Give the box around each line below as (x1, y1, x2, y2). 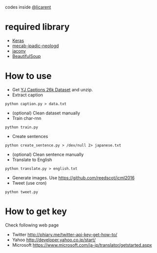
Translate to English (12, 157, 52, 163)
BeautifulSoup (12, 53, 41, 59)
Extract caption (12, 92, 43, 98)
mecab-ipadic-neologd (12, 43, 59, 49)
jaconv (12, 48, 26, 54)
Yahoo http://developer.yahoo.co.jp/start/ (12, 237, 96, 243)
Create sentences (12, 133, 48, 139)
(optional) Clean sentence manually (12, 151, 84, 157)
